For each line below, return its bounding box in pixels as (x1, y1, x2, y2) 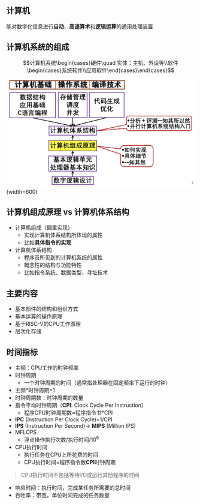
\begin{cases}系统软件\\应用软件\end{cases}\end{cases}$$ (26, 67, 175, 74)
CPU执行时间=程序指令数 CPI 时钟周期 (23, 458, 116, 466)
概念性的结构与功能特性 (23, 262, 82, 269)
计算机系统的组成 (6, 42, 69, 52)
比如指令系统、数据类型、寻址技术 (23, 269, 108, 276)
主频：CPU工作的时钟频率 (14, 364, 79, 371)
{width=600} (6, 188, 38, 195)
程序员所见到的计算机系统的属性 (23, 254, 103, 261)
